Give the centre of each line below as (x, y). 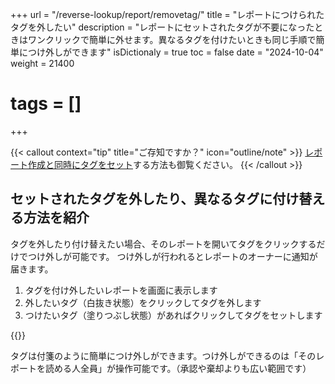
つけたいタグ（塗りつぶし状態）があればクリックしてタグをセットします (173, 315)
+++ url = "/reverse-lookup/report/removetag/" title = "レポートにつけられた (167, 14)
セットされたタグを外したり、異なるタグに (141, 199)
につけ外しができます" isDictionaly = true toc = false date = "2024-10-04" (171, 52)
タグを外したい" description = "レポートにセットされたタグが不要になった (162, 27)
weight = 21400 (42, 63)
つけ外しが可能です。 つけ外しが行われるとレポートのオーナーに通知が (172, 256)
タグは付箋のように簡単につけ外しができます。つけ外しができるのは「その (163, 355)
